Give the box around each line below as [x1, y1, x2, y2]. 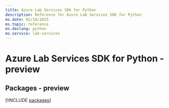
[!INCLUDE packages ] [5, 97, 51, 103]
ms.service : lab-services [5, 31, 60, 36]
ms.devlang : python [5, 26, 47, 31]
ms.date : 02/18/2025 [5, 17, 49, 22]
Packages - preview [5, 84, 70, 92]
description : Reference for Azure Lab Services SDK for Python [5, 12, 142, 17]
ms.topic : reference [5, 21, 49, 27]
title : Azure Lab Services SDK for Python [5, 7, 96, 13]
